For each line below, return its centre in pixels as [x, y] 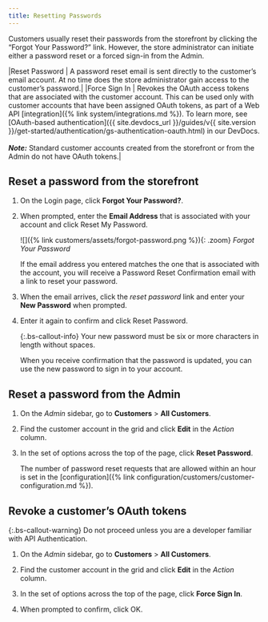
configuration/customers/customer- [196, 477]
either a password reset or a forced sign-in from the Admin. [106, 55]
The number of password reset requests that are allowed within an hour [138, 469]
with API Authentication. [48, 539]
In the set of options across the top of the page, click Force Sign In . [131, 594]
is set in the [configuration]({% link [77, 477]
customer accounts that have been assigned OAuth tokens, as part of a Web [134, 105]
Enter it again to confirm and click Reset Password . [104, 321]
